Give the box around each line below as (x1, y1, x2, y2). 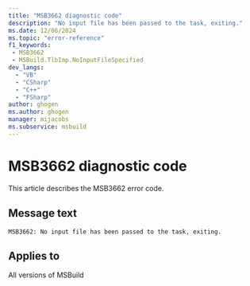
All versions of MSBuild (8, 270, 85, 280)
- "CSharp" (15, 78, 52, 86)
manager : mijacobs (8, 116, 69, 123)
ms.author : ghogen (8, 108, 69, 116)
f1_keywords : (8, 41, 52, 49)
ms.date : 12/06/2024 (8, 26, 77, 34)
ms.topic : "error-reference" (8, 33, 105, 42)
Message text (8, 206, 78, 220)
